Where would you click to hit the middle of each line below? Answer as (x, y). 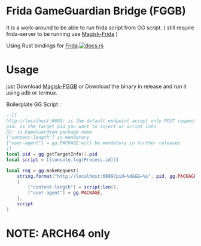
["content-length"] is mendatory (48, 138)
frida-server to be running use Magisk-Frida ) (62, 34)
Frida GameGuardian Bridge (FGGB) (96, 11)
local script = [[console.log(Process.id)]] (63, 160)
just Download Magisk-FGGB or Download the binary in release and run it (96, 86)
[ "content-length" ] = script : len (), (73, 187)
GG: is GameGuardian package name (49, 132)
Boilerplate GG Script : (34, 104)
